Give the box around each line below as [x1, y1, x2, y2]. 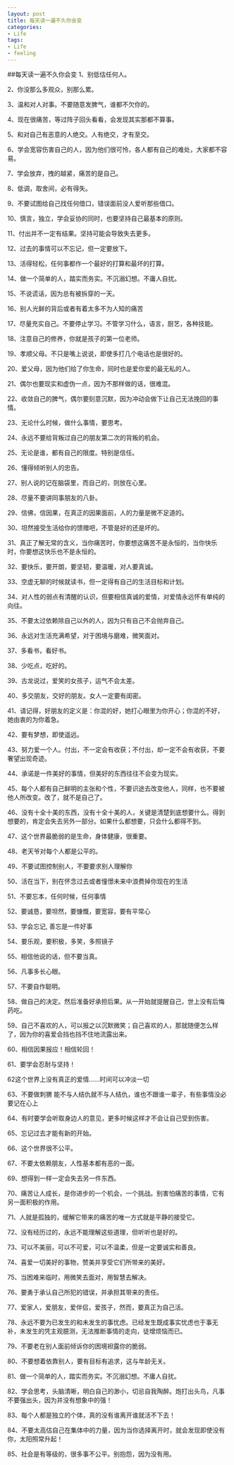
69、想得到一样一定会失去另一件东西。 [7, 1174, 121, 1182]
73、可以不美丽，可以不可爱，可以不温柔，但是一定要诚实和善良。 [7, 1242, 200, 1251]
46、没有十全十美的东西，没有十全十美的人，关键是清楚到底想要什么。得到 [7, 807, 226, 817]
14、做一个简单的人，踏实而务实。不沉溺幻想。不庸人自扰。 [7, 274, 181, 283]
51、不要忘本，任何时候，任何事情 [7, 892, 106, 900]
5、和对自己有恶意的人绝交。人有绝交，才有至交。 [7, 130, 154, 139]
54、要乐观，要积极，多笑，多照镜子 [7, 937, 114, 945]
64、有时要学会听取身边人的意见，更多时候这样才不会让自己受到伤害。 [7, 1114, 213, 1122]
